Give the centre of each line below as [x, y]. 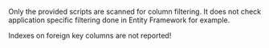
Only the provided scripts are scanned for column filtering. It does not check [135, 12]
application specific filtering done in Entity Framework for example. [119, 20]
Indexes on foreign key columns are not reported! [90, 36]
